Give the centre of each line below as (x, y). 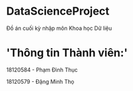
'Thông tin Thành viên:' (67, 53)
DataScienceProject (58, 11)
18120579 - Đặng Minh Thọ (40, 81)
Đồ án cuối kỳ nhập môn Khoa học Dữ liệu (59, 28)
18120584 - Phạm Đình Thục (42, 70)
